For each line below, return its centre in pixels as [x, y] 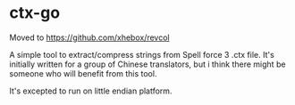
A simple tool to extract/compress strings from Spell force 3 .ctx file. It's [142, 54]
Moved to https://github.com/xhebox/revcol [89, 37]
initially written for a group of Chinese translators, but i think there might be [147, 64]
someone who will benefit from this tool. [83, 73]
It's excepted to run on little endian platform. [91, 91]
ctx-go [35, 13]
